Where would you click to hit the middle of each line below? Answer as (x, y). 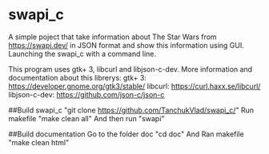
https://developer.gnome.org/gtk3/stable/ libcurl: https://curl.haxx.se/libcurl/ (134, 86)
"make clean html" (39, 142)
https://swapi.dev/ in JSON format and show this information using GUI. (126, 45)
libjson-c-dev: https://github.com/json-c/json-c (86, 94)
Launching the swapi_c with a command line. (82, 53)
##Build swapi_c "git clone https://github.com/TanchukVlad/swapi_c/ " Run (131, 110)
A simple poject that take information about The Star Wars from (113, 37)
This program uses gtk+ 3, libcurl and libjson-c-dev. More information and (130, 69)
